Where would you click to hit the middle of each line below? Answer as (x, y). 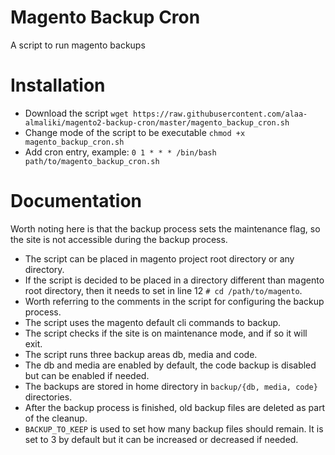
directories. (48, 397)
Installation (58, 85)
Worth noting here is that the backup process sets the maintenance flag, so (165, 228)
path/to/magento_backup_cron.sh (92, 161)
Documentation (76, 201)
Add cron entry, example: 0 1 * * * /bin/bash (120, 152)
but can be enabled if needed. (87, 375)
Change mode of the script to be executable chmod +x (135, 132)
